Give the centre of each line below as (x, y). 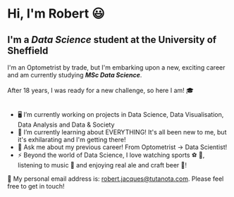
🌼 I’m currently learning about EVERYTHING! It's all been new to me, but (122, 132)
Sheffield (28, 50)
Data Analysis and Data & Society (66, 125)
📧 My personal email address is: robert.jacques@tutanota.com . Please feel (116, 179)
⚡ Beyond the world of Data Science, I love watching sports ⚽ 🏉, (111, 155)
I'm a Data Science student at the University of (112, 40)
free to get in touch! (36, 186)
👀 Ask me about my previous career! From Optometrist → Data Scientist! (122, 147)
